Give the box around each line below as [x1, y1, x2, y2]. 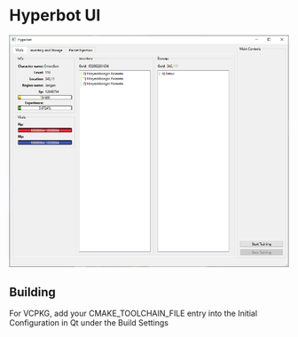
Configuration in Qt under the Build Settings [9, 317, 169, 328]
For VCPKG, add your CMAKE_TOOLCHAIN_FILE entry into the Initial [9, 308, 258, 319]
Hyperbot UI [9, 5, 101, 26]
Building [9, 285, 56, 300]
